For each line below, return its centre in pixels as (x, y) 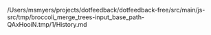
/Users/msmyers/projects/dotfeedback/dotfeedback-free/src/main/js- (106, 10)
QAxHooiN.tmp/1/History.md (47, 24)
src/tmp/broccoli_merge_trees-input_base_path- (76, 17)
